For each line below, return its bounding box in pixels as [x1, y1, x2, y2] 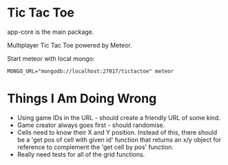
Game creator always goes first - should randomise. [17, 121, 165, 129]
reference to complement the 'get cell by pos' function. [17, 143, 174, 151]
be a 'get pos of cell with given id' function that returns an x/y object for [17, 135, 222, 144]
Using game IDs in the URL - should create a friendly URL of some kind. [17, 113, 220, 122]
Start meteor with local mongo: [7, 54, 95, 63]
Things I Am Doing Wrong [7, 91, 157, 106]
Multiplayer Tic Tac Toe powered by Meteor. [7, 41, 132, 49]
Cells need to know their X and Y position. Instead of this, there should [17, 128, 218, 136]
